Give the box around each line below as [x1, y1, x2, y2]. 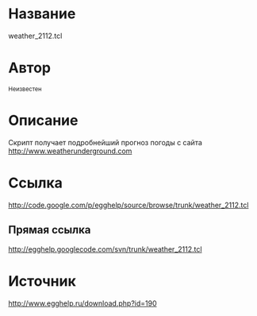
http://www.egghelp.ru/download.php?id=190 [8, 299, 157, 308]
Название [8, 5, 76, 23]
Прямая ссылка [8, 223, 91, 237]
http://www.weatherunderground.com [8, 146, 132, 156]
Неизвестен [8, 85, 42, 93]
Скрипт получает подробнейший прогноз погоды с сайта [8, 137, 202, 147]
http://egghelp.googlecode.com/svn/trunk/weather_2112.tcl [8, 244, 202, 254]
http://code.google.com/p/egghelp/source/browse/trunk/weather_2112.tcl [8, 200, 249, 210]
